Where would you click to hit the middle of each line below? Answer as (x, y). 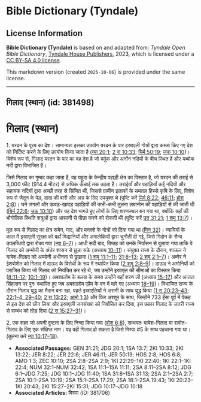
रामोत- (181, 323)
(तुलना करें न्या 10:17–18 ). (32, 336)
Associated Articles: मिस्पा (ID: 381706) (63, 393)
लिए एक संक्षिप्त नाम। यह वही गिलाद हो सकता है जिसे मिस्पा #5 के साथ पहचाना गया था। (108, 330)
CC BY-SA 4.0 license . (34, 60)
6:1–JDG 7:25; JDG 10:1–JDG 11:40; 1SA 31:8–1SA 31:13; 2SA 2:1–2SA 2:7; (104, 374)
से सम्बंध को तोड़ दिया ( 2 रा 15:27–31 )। (46, 311)
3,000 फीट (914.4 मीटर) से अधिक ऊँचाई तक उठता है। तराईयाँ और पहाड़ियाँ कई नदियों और (96, 185)
